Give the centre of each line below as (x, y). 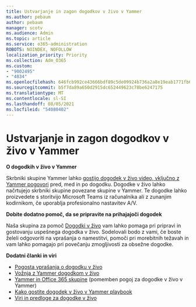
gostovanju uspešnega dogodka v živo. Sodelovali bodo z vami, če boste (94, 232)
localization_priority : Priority (47, 55)
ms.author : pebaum (28, 17)
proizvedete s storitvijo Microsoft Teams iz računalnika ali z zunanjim (89, 197)
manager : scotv (24, 28)
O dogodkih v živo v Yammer (41, 167)
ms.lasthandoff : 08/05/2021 (40, 104)
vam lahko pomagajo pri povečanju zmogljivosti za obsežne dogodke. (90, 244)
